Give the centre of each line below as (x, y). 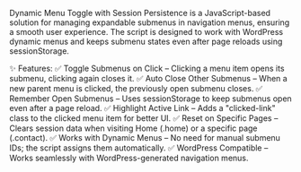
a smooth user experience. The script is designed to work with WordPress (146, 32)
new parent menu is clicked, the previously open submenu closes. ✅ (136, 88)
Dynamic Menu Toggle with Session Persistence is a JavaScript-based (140, 13)
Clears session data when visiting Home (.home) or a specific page (133, 128)
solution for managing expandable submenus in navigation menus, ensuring (150, 22)
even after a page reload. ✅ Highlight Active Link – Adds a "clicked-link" (142, 108)
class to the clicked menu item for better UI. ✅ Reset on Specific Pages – (144, 118)
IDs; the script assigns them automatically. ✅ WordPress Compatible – (139, 148)
